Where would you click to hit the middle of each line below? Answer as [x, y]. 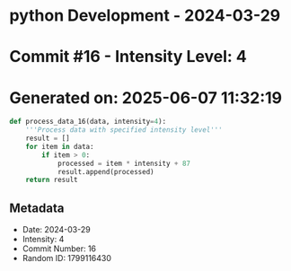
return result [52, 180]
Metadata [37, 208]
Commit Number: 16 [59, 249]
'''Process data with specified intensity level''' [124, 130]
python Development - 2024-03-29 [145, 16]
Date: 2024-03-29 [57, 230]
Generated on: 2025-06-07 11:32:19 [146, 97]
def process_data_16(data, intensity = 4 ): [88, 122]
